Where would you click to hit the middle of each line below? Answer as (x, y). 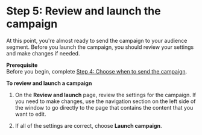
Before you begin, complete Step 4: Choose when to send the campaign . (97, 71)
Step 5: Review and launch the (84, 11)
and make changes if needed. (43, 53)
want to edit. (30, 114)
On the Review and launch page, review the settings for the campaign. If (105, 95)
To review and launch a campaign (49, 83)
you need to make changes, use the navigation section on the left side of (105, 101)
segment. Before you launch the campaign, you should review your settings (100, 47)
